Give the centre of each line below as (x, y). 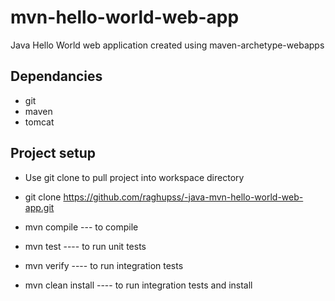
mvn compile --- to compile (81, 227)
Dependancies (56, 76)
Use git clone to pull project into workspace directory (134, 177)
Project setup (53, 153)
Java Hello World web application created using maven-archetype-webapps (167, 45)
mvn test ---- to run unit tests (85, 246)
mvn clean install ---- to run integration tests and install (138, 285)
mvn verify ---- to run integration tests (104, 265)
